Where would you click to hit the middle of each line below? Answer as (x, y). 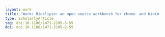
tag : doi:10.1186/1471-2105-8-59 (39, 23)
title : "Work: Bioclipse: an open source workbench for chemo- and (76, 14)
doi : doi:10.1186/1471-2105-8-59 (39, 27)
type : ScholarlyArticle (29, 18)
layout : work (18, 9)
